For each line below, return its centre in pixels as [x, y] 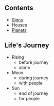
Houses [19, 25]
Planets [19, 30]
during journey [34, 78]
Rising [18, 57]
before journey [34, 62]
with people [31, 83]
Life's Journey [27, 45]
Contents [19, 8]
